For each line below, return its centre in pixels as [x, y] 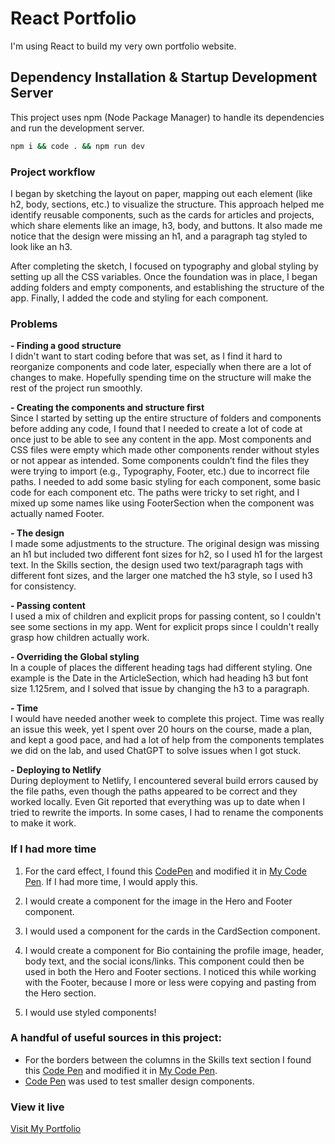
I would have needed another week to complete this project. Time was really [167, 719]
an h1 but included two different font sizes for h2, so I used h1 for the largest [166, 554]
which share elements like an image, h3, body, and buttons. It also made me [166, 225]
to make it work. [43, 823]
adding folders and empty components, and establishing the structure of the [167, 287]
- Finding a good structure [66, 346]
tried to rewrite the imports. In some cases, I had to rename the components [167, 813]
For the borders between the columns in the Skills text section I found [168, 1059]
